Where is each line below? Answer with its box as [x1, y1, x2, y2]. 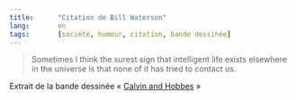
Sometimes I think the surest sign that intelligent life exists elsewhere [31, 54, 288, 65]
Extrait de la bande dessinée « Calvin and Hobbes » [9, 81, 202, 92]
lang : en [9, 21, 67, 30]
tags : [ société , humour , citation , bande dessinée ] [9, 29, 231, 38]
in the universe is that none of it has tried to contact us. [31, 63, 237, 74]
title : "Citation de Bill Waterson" [9, 12, 167, 22]
